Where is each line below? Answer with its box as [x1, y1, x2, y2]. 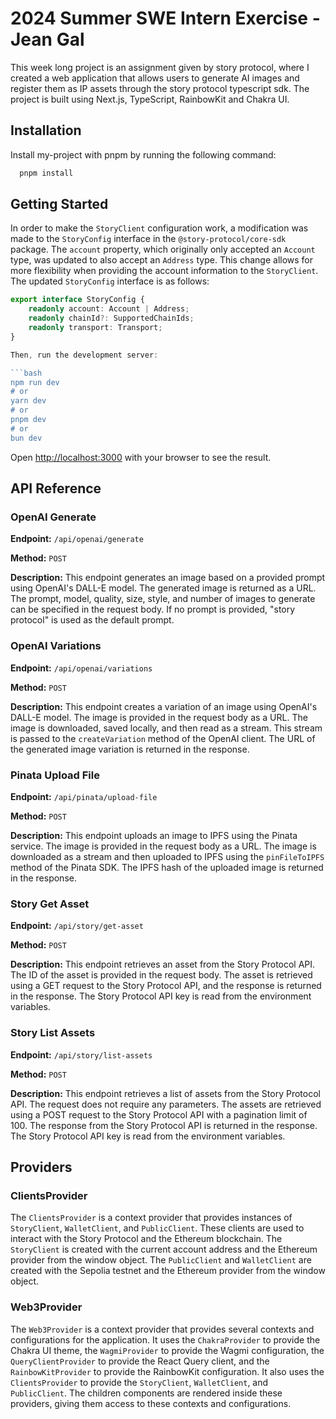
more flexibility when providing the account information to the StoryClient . [10, 265, 319, 277]
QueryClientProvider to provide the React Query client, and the [10, 1355, 270, 1367]
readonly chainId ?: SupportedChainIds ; [28, 313, 195, 324]
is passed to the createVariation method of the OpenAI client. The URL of [10, 732, 316, 744]
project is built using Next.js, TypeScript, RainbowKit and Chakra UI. [10, 93, 290, 105]
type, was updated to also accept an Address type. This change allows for [10, 254, 314, 266]
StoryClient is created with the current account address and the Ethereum [10, 1243, 318, 1256]
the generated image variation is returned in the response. [10, 743, 250, 755]
